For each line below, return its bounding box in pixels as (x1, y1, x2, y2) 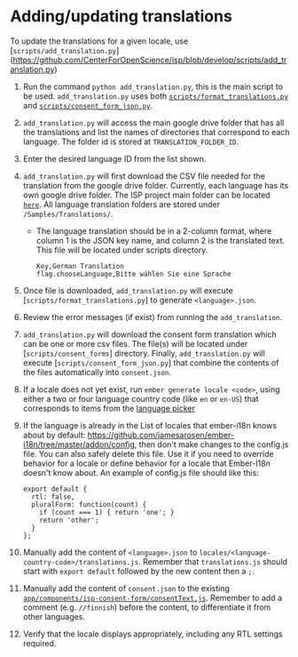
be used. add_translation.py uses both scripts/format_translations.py (22, 91, 289, 101)
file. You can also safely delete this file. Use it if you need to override (22, 448, 274, 459)
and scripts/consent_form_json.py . (22, 100, 153, 110)
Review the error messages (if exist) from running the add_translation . (22, 311, 283, 322)
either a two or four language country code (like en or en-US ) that (22, 393, 260, 404)
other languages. (22, 611, 85, 621)
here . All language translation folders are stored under (22, 198, 221, 210)
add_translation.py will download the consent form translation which (22, 329, 278, 340)
